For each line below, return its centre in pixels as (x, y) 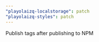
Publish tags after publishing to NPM (49, 33)
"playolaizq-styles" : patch (40, 17)
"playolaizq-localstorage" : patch (48, 11)
